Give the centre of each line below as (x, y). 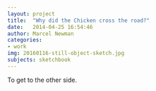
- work (17, 47)
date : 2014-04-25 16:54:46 (50, 27)
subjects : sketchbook (39, 60)
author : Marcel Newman (41, 34)
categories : (25, 40)
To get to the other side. (42, 80)
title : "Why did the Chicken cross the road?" (79, 20)
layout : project (31, 14)
